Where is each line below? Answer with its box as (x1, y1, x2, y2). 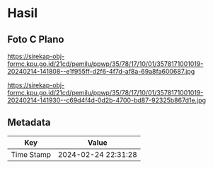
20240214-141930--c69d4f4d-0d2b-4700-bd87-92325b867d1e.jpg (7, 96, 207, 104)
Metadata (7, 116, 51, 129)
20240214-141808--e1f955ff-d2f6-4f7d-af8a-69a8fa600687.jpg (7, 67, 195, 75)
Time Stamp (11, 149, 52, 159)
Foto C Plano (7, 33, 64, 45)
